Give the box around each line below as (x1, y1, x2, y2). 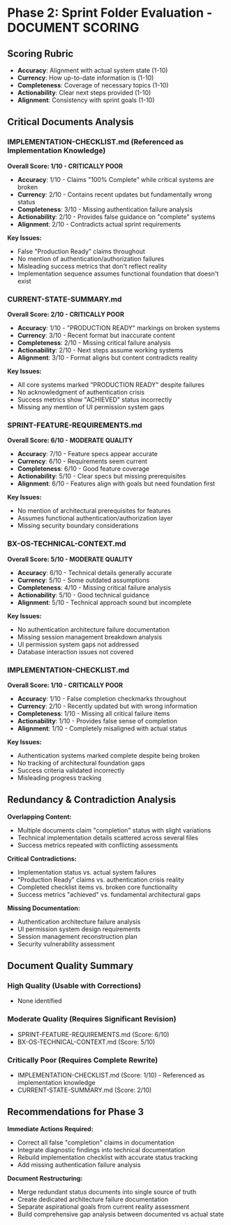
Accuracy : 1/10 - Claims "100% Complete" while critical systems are (17, 175, 214, 183)
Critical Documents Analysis (7, 116, 134, 128)
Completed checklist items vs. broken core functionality (17, 883, 178, 891)
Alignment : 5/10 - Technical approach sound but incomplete (17, 598, 192, 607)
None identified (17, 997, 62, 1005)
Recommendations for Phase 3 (7, 1106, 144, 1118)
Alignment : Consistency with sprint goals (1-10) (17, 96, 155, 104)
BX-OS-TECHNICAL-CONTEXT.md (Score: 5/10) (17, 1038, 156, 1046)
